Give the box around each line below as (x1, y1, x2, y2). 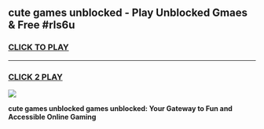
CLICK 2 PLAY (8, 71, 63, 82)
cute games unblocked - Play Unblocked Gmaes (8, 6, 247, 20)
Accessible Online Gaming (8, 112, 97, 121)
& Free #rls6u (8, 19, 75, 32)
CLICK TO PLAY (8, 42, 69, 53)
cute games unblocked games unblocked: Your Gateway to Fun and (8, 103, 233, 113)
